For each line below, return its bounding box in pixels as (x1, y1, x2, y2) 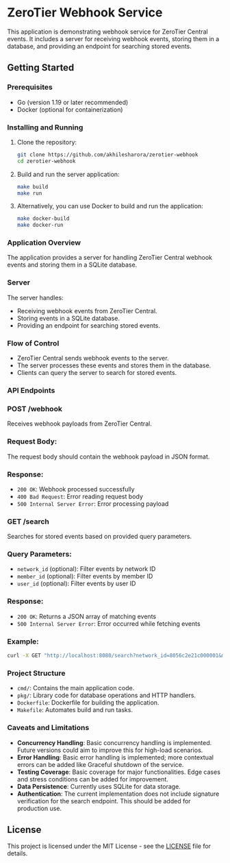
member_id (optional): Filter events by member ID (16, 572, 153, 581)
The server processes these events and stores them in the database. (16, 361, 212, 369)
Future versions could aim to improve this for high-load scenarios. (16, 746, 203, 754)
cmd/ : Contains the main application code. (16, 684, 135, 692)
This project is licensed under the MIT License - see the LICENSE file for (7, 842, 211, 851)
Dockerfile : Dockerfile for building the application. (16, 698, 159, 707)
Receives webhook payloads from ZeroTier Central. (7, 420, 152, 428)
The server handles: (7, 293, 64, 302)
